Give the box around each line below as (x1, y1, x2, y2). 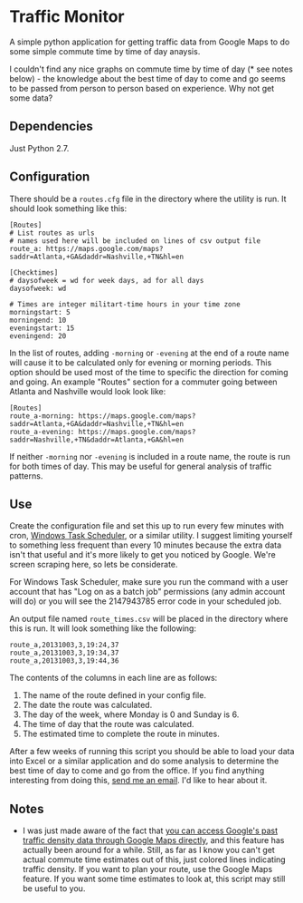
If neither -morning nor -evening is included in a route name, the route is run (9, 451, 291, 461)
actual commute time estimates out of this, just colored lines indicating (22, 854, 287, 865)
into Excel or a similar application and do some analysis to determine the (9, 755, 279, 767)
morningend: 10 (9, 316, 67, 325)
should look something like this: (9, 202, 128, 214)
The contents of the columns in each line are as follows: (9, 673, 218, 684)
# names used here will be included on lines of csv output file (9, 236, 260, 246)
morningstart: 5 (9, 307, 71, 316)
